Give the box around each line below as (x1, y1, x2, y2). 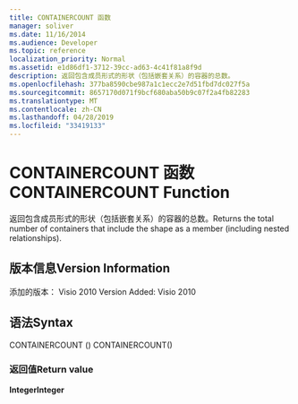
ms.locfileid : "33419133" (9, 122, 106, 131)
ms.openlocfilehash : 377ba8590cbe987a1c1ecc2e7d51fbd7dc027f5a (9, 80, 251, 89)
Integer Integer (9, 384, 64, 395)
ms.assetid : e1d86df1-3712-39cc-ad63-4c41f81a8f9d (9, 64, 202, 73)
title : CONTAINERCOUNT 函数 (9, 13, 112, 22)
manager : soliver (9, 21, 74, 30)
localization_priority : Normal (9, 55, 126, 64)
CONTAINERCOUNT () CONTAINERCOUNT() (9, 340, 173, 350)
